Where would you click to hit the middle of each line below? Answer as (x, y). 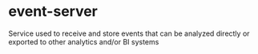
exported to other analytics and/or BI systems (84, 41)
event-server (53, 12)
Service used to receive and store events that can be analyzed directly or (129, 33)
